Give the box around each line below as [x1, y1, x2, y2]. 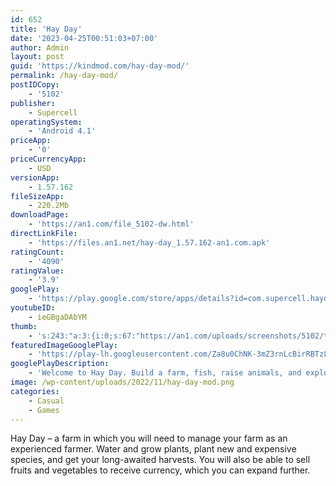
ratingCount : [10, 247, 65, 257]
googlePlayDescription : [10, 359, 110, 369]
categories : [10, 386, 60, 396]
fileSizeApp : [10, 191, 65, 201]
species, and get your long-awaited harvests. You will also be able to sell [10, 454, 311, 466]
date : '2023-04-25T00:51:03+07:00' [10, 33, 159, 43]
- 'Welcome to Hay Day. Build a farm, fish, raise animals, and [28, 368, 302, 378]
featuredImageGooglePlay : [10, 340, 118, 350]
